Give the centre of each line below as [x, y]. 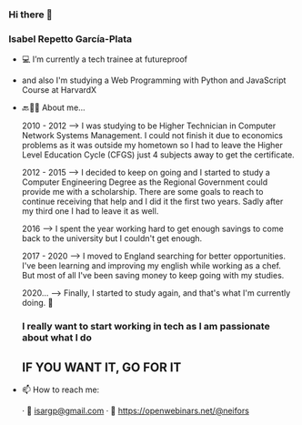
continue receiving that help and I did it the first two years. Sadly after [152, 202]
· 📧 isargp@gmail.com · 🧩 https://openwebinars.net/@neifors [135, 410]
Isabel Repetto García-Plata [70, 38]
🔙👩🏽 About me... [53, 107]
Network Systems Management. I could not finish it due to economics [152, 136]
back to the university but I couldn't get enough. [112, 238]
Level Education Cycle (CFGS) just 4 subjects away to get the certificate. [158, 155]
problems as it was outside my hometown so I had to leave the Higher [152, 146]
